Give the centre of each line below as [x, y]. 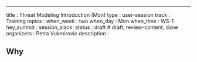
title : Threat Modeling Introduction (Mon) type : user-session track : [88, 15]
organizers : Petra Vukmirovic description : [58, 33]
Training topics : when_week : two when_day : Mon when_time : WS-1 [90, 21]
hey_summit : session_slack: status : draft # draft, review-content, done [92, 27]
